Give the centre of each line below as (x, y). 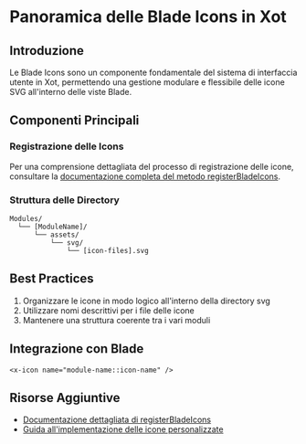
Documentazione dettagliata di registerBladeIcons (117, 420)
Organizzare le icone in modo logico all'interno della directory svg (147, 301)
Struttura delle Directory (65, 200)
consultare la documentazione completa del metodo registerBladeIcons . (145, 176)
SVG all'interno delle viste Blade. (71, 92)
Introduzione (47, 51)
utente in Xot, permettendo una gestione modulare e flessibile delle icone (147, 82)
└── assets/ (56, 235)
